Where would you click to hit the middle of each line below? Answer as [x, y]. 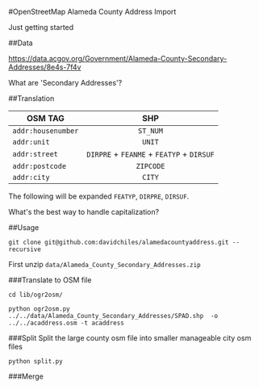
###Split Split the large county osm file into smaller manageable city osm [130, 338]
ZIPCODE [150, 166]
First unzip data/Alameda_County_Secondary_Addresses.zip [104, 264]
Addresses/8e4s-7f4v [45, 67]
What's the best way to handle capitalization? [84, 212]
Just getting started [41, 27]
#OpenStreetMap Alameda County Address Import [92, 12]
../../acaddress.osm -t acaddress [67, 323]
